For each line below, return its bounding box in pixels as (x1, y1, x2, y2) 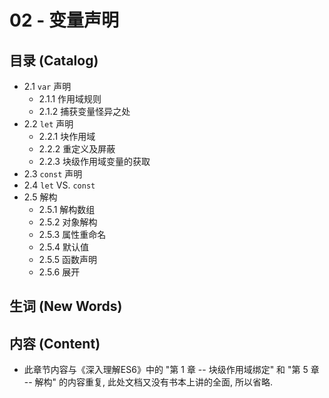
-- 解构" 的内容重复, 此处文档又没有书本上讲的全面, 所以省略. (23, 376, 274, 388)
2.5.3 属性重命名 (38, 229, 107, 240)
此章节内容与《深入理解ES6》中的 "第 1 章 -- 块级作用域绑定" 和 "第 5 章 (23, 364, 320, 376)
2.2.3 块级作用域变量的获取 (38, 156, 151, 167)
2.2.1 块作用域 (38, 131, 96, 142)
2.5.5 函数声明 (38, 254, 97, 265)
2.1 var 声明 (23, 81, 72, 92)
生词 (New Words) (9, 298, 123, 315)
